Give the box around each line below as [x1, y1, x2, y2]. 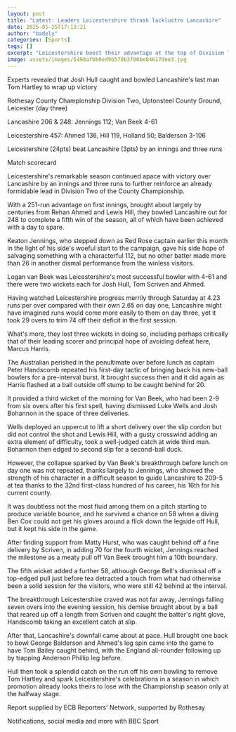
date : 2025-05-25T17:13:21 [7, 23, 86, 30]
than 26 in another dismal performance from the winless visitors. [7, 259, 195, 267]
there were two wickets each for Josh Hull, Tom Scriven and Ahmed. [7, 280, 206, 288]
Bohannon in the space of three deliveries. [7, 409, 130, 417]
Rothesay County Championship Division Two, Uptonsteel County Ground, [7, 96, 223, 105]
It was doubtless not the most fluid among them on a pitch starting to [7, 502, 207, 510]
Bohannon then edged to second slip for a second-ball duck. [7, 445, 183, 453]
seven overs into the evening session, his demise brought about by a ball [7, 602, 218, 611]
